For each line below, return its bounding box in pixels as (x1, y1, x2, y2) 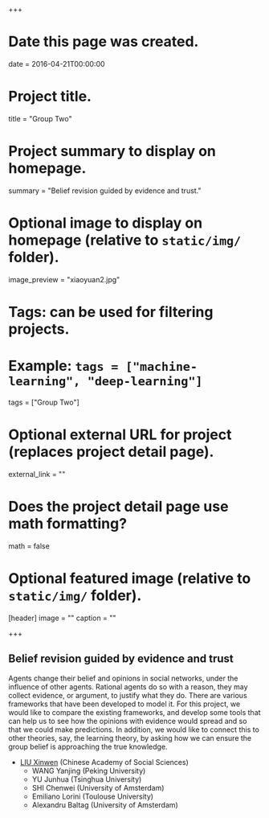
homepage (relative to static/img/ (8, 231, 242, 249)
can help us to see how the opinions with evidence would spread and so (8, 716, 247, 726)
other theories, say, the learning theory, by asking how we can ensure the (8, 733, 252, 742)
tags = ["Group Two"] (8, 397, 80, 407)
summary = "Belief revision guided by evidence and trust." (8, 186, 202, 195)
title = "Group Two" (8, 113, 72, 123)
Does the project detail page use (8, 498, 229, 516)
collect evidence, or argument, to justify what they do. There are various (8, 690, 247, 700)
